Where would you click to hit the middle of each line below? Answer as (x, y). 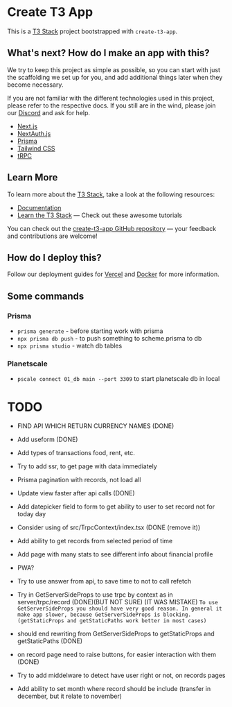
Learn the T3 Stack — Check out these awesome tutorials (99, 215)
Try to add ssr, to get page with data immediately (87, 466)
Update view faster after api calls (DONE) (76, 493)
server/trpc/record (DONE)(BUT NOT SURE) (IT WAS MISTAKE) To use (117, 602)
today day (32, 514)
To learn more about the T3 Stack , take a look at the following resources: (111, 194)
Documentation (39, 207)
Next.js (27, 126)
